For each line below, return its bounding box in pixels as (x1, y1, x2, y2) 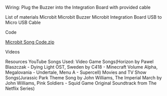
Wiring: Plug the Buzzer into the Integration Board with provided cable (5, 5, 151, 10)
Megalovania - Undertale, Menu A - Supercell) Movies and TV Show (5, 69, 147, 75)
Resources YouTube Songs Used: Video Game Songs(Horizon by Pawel (5, 59, 154, 65)
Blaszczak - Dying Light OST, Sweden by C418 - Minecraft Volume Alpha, (5, 64, 158, 70)
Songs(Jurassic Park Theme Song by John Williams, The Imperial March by (5, 75, 162, 80)
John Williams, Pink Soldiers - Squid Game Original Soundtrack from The (5, 80, 157, 86)
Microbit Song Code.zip (5, 39, 54, 45)
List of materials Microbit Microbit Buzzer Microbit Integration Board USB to (5, 14, 162, 20)
